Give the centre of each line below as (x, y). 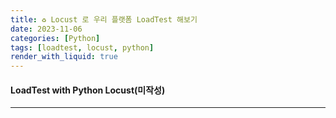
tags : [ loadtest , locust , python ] (82, 47)
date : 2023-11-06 (46, 29)
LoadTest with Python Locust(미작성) (88, 90)
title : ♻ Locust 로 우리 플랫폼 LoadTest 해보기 (104, 19)
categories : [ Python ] (55, 38)
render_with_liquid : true (64, 57)
